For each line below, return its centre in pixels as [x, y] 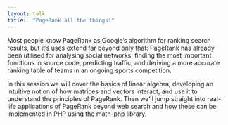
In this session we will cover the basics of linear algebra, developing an [110, 84]
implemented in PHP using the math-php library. [77, 114]
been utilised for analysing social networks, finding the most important [109, 55]
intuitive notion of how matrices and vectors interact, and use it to [103, 91]
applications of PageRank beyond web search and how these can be [117, 106]
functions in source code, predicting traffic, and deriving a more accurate [114, 63]
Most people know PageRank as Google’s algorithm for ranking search [109, 40]
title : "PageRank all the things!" [61, 20]
